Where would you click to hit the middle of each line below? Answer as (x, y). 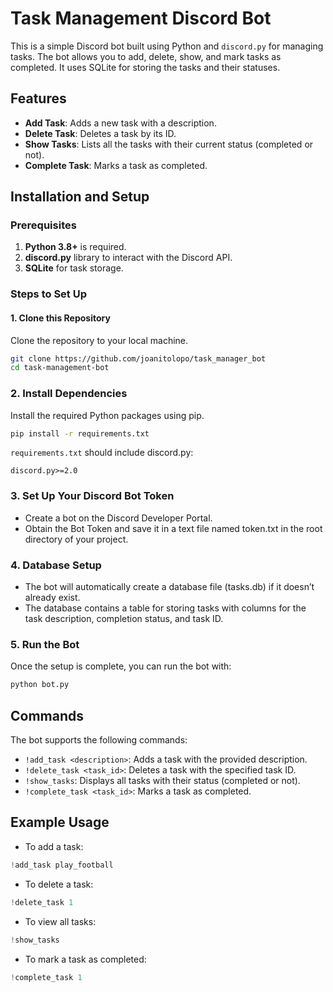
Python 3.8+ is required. (75, 247)
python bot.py (40, 685)
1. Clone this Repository (60, 318)
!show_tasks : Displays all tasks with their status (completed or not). (162, 781)
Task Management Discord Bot (141, 18)
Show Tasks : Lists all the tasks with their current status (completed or (169, 144)
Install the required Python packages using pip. (107, 415)
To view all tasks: (60, 921)
